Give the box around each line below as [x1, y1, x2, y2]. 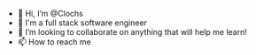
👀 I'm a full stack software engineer [17, 17, 148, 28]
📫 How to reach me [17, 37, 91, 47]
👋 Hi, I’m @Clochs [17, 9, 84, 18]
